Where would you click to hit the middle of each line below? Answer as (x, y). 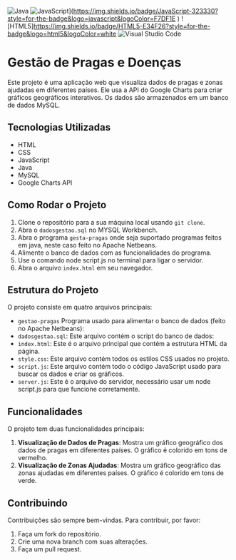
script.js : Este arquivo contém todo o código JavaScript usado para (119, 367)
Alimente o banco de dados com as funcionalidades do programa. (114, 253)
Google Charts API (45, 183)
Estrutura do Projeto (53, 290)
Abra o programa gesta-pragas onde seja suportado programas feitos (120, 237)
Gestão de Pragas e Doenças (94, 62)
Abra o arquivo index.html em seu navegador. (85, 268)
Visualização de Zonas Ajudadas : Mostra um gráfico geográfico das (119, 465)
